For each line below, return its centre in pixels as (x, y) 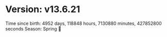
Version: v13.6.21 (43, 9)
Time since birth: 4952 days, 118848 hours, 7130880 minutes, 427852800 (83, 23)
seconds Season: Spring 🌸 (33, 28)
